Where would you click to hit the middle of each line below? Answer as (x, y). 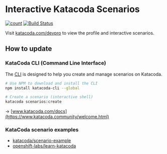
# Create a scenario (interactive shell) (49, 97)
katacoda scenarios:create (33, 102)
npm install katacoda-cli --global (43, 88)
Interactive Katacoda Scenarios (72, 9)
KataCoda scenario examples (42, 130)
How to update (29, 49)
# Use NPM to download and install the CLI (52, 83)
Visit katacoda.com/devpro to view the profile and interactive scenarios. (80, 33)
